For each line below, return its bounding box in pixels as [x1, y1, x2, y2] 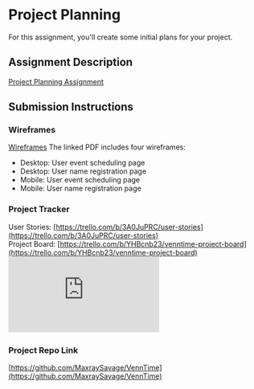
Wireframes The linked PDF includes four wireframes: [8, 142, 186, 152]
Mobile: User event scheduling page [19, 175, 141, 185]
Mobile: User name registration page [19, 183, 142, 194]
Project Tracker [8, 203, 70, 215]
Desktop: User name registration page [19, 166, 147, 176]
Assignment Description [8, 55, 133, 69]
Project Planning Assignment [8, 76, 104, 86]
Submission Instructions [8, 100, 134, 114]
